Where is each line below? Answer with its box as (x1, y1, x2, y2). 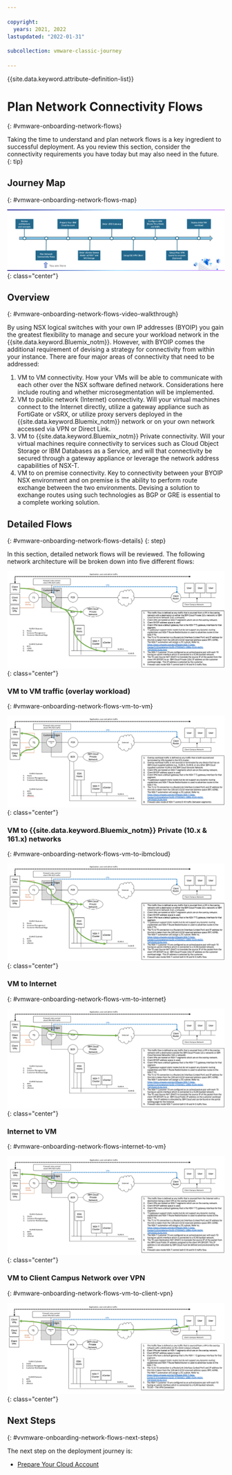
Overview (7, 291, 50, 303)
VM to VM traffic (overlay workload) (7, 686, 131, 696)
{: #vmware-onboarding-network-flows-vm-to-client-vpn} (7, 1289, 174, 1297)
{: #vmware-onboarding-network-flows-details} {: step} (7, 536, 166, 545)
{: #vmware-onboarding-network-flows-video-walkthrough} (7, 310, 179, 318)
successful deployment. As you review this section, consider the (7, 142, 191, 151)
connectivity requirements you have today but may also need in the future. (7, 149, 220, 158)
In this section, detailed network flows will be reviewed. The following (7, 550, 205, 558)
